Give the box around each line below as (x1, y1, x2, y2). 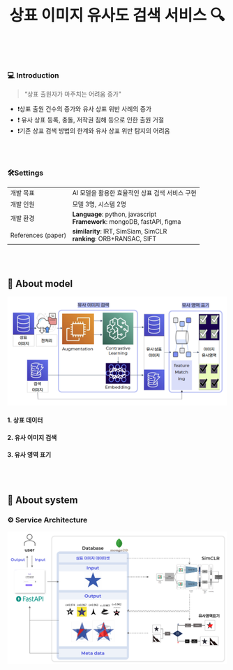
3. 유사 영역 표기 (7, 450, 52, 459)
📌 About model (7, 278, 73, 290)
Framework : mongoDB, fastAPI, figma (72, 217, 181, 226)
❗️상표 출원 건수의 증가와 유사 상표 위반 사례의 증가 (17, 105, 152, 113)
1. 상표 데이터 (7, 416, 43, 425)
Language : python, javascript (72, 210, 157, 218)
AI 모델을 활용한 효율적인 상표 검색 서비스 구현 (72, 189, 197, 197)
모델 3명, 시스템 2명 (72, 199, 127, 208)
